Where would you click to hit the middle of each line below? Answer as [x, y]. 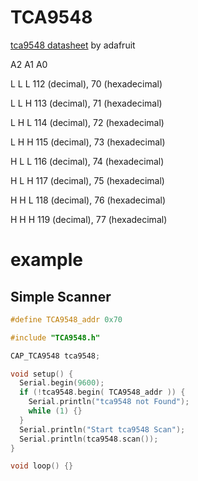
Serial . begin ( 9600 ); [62, 383]
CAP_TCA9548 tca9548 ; [55, 356]
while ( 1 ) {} [55, 411]
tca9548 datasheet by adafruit [73, 45]
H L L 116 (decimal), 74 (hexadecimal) [87, 161]
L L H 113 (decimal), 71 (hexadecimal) [86, 103]
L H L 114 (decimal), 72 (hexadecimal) [87, 122]
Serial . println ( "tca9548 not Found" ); [109, 402]
